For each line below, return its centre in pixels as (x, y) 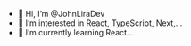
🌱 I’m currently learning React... (75, 32)
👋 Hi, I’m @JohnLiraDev (61, 14)
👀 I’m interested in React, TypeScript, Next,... (100, 23)
